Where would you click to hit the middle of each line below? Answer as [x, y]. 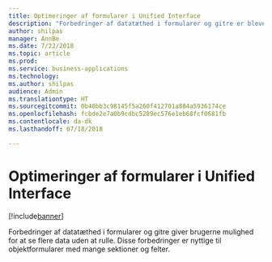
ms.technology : [34, 76]
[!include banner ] [36, 216]
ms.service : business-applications [68, 69]
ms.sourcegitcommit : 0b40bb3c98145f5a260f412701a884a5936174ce [117, 106]
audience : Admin [36, 91]
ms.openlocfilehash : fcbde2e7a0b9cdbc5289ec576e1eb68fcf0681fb [117, 114]
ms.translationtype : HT [49, 99]
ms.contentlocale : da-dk [50, 122]
